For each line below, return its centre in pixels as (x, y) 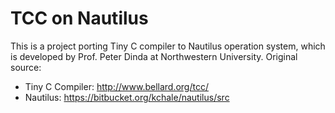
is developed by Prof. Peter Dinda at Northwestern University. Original (154, 56)
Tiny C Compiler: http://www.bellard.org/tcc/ (116, 86)
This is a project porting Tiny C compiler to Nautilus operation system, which (168, 46)
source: (26, 67)
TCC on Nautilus (79, 18)
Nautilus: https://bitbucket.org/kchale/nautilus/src (127, 97)
